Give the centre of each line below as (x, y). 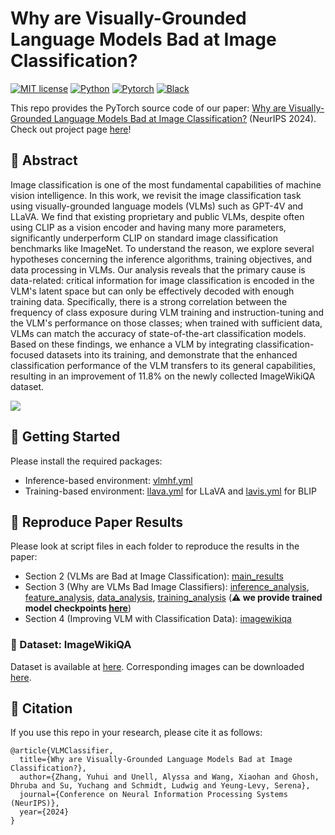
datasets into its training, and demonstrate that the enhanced (172, 354)
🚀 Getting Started (65, 437)
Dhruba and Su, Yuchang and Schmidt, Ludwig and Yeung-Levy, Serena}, (160, 786)
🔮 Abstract (44, 160)
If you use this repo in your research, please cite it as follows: (136, 733)
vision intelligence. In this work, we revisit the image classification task (156, 195)
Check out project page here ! (71, 129)
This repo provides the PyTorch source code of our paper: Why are (148, 108)
